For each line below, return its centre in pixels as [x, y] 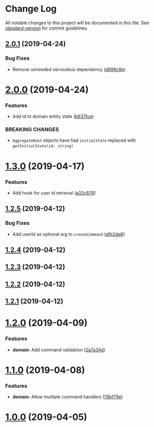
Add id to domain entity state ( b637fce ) [53, 116]
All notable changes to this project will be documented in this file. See [77, 23]
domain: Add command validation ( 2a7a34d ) [59, 350]
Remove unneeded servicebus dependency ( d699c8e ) [69, 69]
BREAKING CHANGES [32, 130]
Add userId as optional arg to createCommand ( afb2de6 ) [69, 234]
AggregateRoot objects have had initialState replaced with [74, 140]
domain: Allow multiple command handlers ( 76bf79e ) [67, 397]
